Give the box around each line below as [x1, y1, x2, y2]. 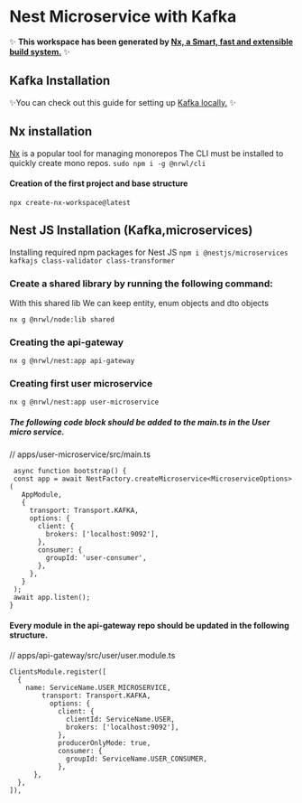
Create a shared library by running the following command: [9, 277, 273, 290]
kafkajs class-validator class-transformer [9, 256, 176, 266]
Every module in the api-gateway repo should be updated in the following [9, 621, 290, 631]
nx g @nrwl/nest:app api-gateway [9, 357, 135, 366]
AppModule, [21, 490, 63, 500]
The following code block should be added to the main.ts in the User [9, 417, 270, 428]
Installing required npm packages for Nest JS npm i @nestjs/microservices [9, 247, 288, 257]
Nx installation [9, 124, 93, 139]
